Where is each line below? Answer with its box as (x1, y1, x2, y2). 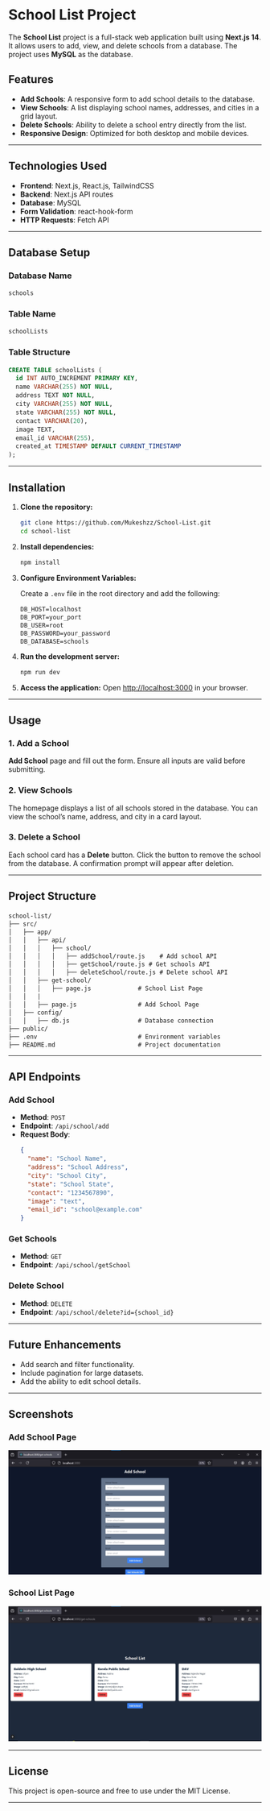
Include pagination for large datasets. (19, 1368, 145, 1378)
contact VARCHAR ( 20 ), (15, 416, 88, 425)
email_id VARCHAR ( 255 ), (15, 433, 95, 442)
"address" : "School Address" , (27, 1163, 129, 1171)
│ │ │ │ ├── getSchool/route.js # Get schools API (8, 960, 211, 968)
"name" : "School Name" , (27, 1154, 107, 1163)
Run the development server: (19, 651, 121, 661)
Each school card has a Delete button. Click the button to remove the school (8, 850, 261, 860)
